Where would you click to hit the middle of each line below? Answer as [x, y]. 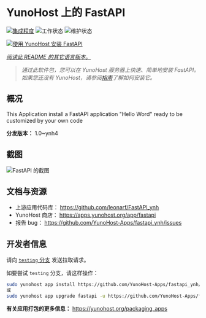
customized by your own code [44, 120]
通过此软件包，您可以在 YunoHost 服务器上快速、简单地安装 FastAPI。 [110, 70]
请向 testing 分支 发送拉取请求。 [48, 260]
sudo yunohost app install [41, 285]
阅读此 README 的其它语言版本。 [49, 56]
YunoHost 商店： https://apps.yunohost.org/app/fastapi [86, 215]
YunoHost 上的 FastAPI [66, 13]
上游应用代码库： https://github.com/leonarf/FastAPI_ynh [87, 207]
